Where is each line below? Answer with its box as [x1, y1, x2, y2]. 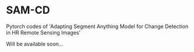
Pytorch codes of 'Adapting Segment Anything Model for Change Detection [6, 23, 189, 30]
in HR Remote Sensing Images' [6, 29, 81, 36]
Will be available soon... [6, 40, 63, 47]
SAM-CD [6, 4, 50, 17]
